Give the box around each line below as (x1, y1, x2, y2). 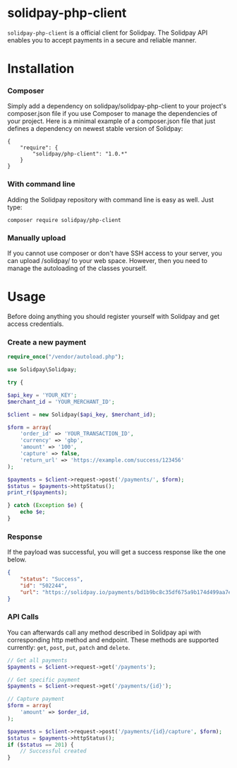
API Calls (7, 612, 39, 622)
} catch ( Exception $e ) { (7, 502, 83, 509)
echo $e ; (20, 508, 46, 516)
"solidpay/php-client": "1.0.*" (32, 151, 128, 158)
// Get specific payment (7, 676, 80, 683)
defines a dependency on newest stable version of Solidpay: (7, 124, 183, 133)
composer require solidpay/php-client (7, 216, 121, 223)
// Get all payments (7, 656, 68, 664)
